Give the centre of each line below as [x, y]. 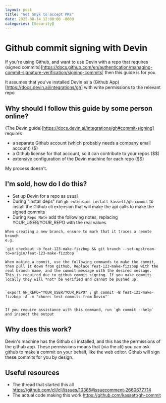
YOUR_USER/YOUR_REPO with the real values [59, 222]
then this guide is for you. [131, 73]
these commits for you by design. [39, 357]
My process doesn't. [26, 168]
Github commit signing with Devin [76, 48]
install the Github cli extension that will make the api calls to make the [83, 206]
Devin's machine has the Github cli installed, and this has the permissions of [83, 341]
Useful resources [32, 373]
